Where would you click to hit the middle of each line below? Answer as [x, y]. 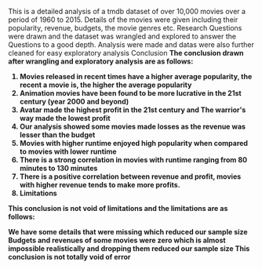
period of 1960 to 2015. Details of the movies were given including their [123, 20]
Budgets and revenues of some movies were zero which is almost [117, 240]
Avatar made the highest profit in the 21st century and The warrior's [133, 110]
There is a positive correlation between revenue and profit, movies [130, 176]
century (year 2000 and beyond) [74, 102]
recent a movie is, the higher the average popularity [106, 85]
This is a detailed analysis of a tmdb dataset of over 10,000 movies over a [127, 11]
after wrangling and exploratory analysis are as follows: [101, 61]
